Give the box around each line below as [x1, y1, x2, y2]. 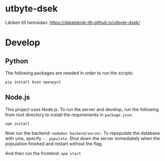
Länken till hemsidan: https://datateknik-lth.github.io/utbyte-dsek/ [5, 19, 141, 25]
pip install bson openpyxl [5, 79, 61, 85]
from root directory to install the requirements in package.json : [5, 112, 133, 118]
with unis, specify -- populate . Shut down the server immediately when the [5, 135, 161, 141]
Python [5, 57, 28, 65]
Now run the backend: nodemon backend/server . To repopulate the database [5, 130, 161, 136]
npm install [5, 121, 30, 126]
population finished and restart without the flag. [5, 141, 103, 147]
